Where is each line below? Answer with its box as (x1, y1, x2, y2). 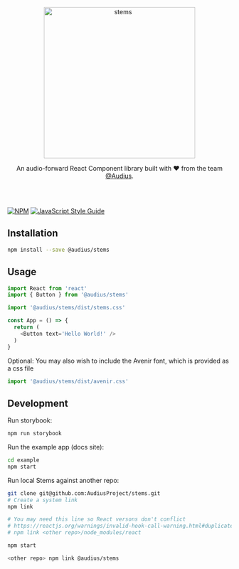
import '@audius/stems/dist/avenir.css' (7, 378, 129, 385)
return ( (14, 324, 40, 331)
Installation (7, 228, 58, 240)
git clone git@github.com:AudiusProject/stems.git (7, 489, 161, 497)
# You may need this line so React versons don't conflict (7, 516, 186, 523)
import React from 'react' (7, 284, 87, 292)
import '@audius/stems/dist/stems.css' (7, 304, 126, 312)
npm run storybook (7, 430, 62, 437)
